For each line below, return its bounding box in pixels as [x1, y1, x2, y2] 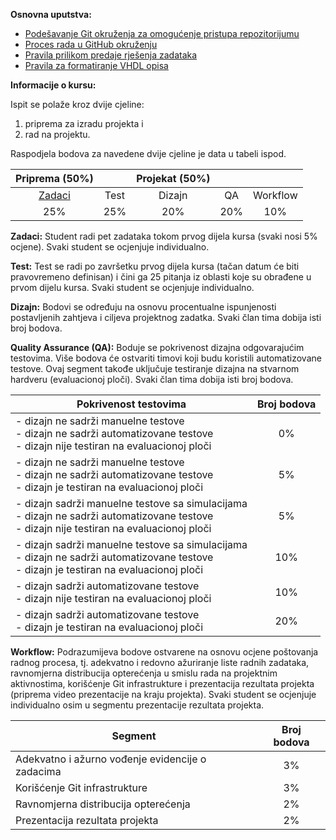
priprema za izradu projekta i [24, 118, 144, 129]
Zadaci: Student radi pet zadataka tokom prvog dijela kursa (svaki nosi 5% [10, 230, 318, 242]
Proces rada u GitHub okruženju [24, 39, 158, 50]
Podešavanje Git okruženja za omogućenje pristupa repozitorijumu [24, 28, 300, 39]
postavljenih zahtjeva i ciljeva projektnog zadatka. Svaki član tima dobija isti [10, 312, 322, 323]
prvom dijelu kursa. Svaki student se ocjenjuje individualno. [10, 282, 255, 293]
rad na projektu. [24, 129, 91, 140]
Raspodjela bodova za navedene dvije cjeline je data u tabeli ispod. [10, 148, 287, 159]
